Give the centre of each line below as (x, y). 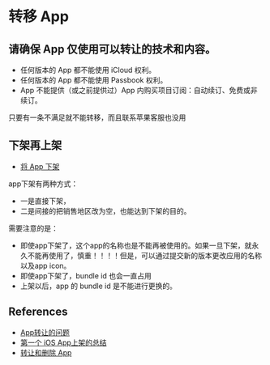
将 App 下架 (40, 166)
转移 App (39, 17)
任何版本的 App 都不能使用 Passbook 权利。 (94, 80)
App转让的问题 (45, 332)
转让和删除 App (46, 352)
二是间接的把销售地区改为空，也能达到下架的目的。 (105, 210)
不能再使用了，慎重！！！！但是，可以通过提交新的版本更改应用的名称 (144, 255)
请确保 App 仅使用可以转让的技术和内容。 (112, 49)
